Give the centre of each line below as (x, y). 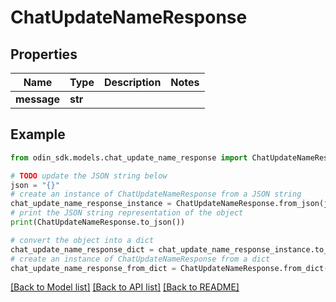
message (37, 99)
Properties (44, 54)
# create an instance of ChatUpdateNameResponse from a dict (140, 259)
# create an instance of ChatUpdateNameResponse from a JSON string (156, 194)
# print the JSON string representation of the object (127, 213)
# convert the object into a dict (82, 240)
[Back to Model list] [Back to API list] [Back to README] (125, 287)
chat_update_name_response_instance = (91, 204)
